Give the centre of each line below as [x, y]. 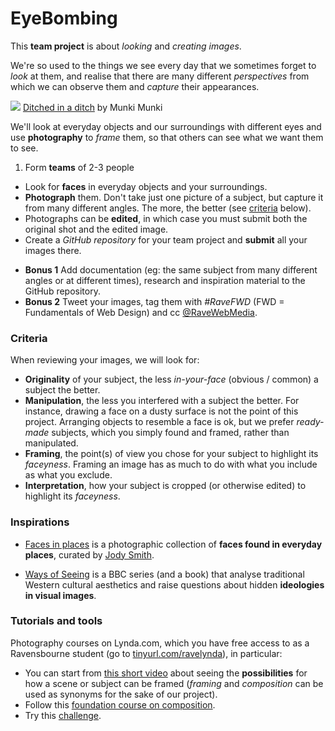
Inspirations [40, 522]
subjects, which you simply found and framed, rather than [170, 433]
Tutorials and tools [56, 621]
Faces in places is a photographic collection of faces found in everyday [173, 544]
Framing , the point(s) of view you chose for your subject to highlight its [171, 454]
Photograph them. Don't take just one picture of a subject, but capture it [174, 197]
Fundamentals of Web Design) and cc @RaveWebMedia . [141, 312]
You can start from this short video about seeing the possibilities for [166, 673]
